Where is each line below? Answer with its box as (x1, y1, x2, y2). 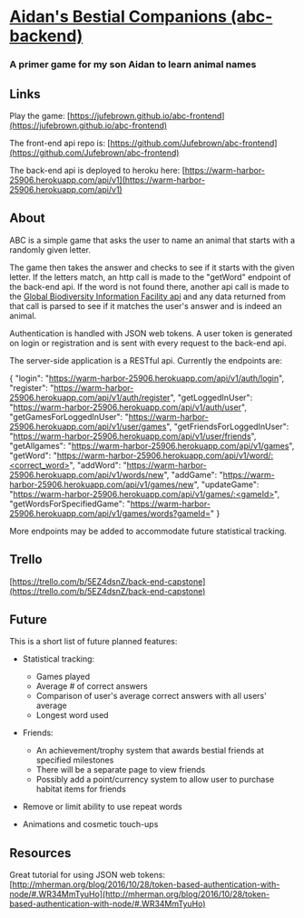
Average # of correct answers (35, 681, 148, 692)
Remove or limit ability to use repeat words (22, 802, 183, 813)
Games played (35, 671, 91, 683)
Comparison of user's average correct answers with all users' (35, 691, 268, 702)
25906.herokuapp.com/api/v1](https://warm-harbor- (9, 175, 206, 185)
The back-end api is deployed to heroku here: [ (9, 165, 186, 175)
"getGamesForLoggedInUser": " (9, 411, 129, 422)
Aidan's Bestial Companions (9, 6, 228, 27)
